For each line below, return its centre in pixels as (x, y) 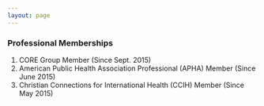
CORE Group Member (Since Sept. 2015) (85, 60)
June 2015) (37, 76)
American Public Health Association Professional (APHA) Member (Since (137, 68)
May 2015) (36, 93)
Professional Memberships (60, 42)
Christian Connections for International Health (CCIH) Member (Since (131, 85)
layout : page (29, 15)
